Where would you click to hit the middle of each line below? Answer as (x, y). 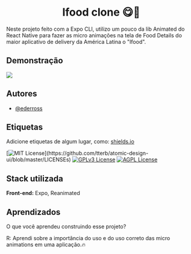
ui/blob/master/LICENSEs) (39, 160)
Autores (22, 94)
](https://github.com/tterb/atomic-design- (96, 153)
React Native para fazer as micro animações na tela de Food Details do (94, 35)
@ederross (29, 108)
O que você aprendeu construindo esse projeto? (66, 226)
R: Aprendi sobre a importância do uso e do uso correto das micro (88, 238)
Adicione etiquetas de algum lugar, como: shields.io (70, 141)
